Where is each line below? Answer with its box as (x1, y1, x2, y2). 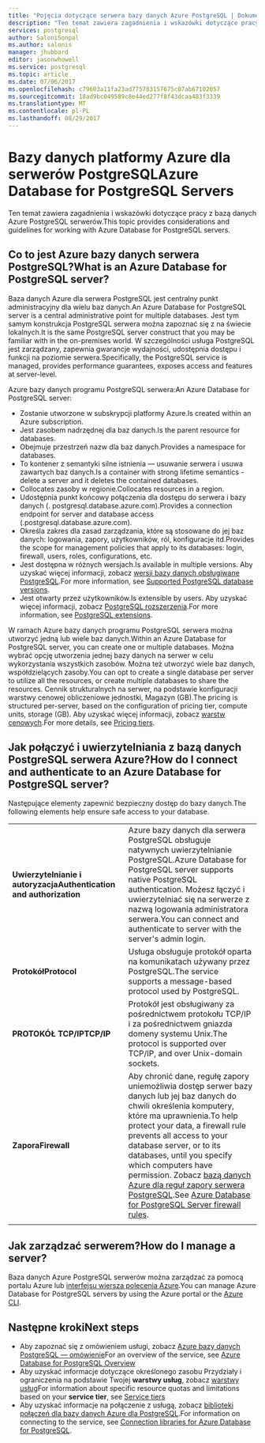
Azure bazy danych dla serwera (128, 825, 246, 836)
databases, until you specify (128, 1150, 233, 1161)
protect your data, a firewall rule (128, 1120, 247, 1131)
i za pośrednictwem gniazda (128, 1018, 233, 1029)
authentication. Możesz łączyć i (128, 884, 245, 895)
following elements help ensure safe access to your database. (8, 807, 210, 817)
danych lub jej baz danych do (128, 1090, 237, 1101)
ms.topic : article (8, 70, 69, 78)
